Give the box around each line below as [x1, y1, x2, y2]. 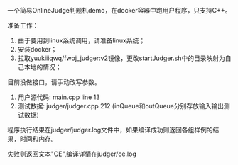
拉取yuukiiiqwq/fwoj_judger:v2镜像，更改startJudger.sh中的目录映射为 [17, 54, 225, 62]
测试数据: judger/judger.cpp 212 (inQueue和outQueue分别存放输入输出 [17, 102, 224, 110]
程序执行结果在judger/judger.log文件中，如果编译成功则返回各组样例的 [7, 126, 213, 134]
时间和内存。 [19, 135, 58, 143]
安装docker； [17, 45, 58, 53]
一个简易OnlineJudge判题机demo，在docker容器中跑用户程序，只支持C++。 [7, 6, 232, 14]
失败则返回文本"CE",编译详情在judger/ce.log [7, 149, 136, 158]
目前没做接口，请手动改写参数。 [7, 78, 101, 86]
